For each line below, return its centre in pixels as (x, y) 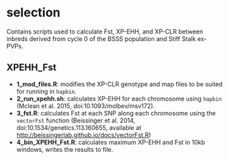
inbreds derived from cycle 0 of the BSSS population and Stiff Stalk (101, 38)
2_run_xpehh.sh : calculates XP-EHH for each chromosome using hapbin (119, 98)
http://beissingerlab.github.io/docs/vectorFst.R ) (84, 135)
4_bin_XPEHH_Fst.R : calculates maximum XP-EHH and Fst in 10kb (111, 142)
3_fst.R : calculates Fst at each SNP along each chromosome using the (116, 113)
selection (34, 13)
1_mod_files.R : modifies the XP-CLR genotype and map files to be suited (119, 84)
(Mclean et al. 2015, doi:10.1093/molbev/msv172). (85, 106)
